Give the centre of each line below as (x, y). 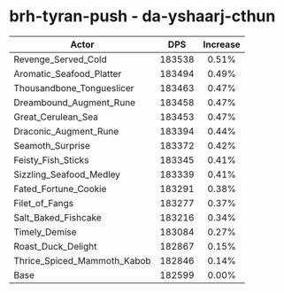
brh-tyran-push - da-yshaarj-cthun (142, 16)
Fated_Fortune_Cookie (60, 189)
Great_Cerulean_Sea (56, 117)
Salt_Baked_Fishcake (58, 217)
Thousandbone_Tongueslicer (74, 88)
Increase (222, 44)
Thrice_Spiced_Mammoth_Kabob (83, 260)
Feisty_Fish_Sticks (51, 159)
